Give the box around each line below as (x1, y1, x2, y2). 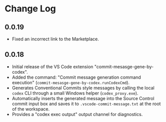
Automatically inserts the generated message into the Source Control (11, 95, 154, 101)
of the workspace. (11, 106, 50, 112)
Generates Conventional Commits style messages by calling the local (11, 85, 154, 91)
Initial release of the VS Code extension (11, 63, 93, 70)
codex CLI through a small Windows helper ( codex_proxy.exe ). (11, 90, 138, 96)
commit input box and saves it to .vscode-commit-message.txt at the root (11, 101, 161, 107)
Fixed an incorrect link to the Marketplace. (11, 36, 99, 42)
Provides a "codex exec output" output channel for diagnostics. (11, 111, 143, 117)
